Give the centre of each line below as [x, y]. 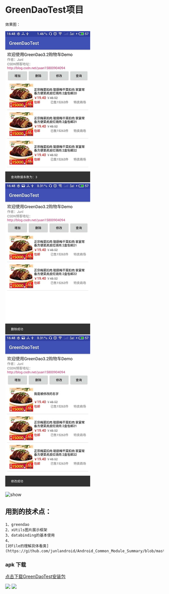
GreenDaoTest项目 [45, 10]
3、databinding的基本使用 [30, 535]
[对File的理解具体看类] [27, 546]
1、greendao [17, 524]
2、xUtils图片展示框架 [26, 530]
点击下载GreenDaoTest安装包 [35, 576]
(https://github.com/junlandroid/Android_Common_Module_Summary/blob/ [81, 551]
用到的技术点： [28, 512]
